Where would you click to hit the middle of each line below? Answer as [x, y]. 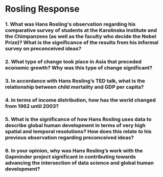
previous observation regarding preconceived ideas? [70, 138]
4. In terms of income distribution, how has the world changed [81, 100]
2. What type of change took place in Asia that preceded [73, 62]
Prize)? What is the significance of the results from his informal [82, 42]
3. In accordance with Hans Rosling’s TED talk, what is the [75, 80]
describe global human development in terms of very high [75, 125]
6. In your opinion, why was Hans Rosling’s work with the [74, 151]
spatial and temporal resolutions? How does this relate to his [78, 131]
